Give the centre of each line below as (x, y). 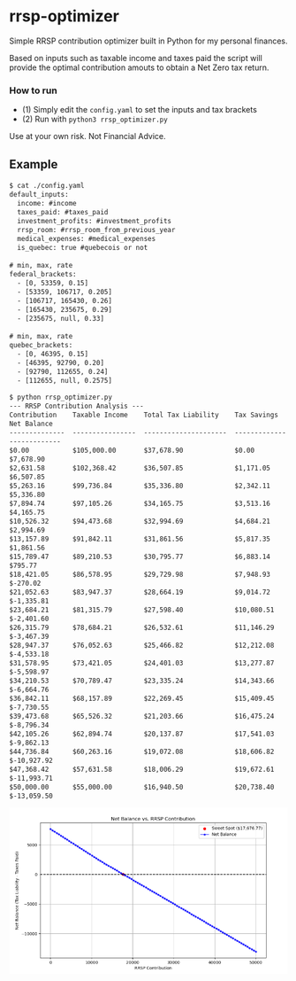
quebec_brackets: (41, 346)
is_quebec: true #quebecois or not (83, 248)
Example (34, 164)
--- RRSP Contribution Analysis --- (76, 406)
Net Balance (31, 424)
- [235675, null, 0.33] (61, 319)
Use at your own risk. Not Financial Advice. (87, 136)
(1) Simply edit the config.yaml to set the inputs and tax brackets (140, 110)
